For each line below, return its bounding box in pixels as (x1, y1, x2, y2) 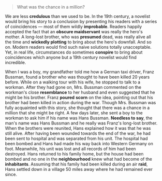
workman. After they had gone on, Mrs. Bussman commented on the (5, 84, 142, 90)
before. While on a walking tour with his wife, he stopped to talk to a (5, 79, 141, 85)
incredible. (5, 60, 26, 65)
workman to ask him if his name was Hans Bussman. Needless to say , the (5, 115, 153, 121)
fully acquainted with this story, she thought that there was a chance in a (5, 105, 150, 111)
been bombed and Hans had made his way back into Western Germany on (5, 141, 153, 146)
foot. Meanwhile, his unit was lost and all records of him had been (5, 146, 136, 152)
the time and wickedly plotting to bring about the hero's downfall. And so (5, 39, 152, 45)
